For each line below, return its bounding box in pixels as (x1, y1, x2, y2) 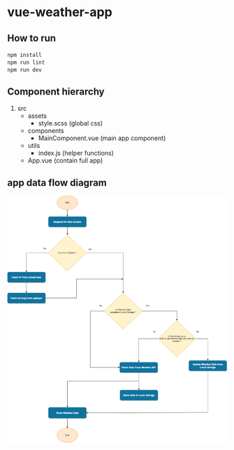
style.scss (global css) (38, 119, 103, 128)
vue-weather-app (7, 4, 113, 20)
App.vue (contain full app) (27, 156, 103, 165)
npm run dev (7, 66, 42, 74)
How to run (7, 32, 57, 44)
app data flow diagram (7, 177, 107, 189)
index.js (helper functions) (38, 149, 114, 158)
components (27, 127, 64, 135)
